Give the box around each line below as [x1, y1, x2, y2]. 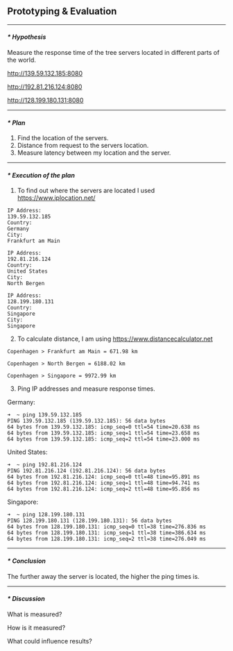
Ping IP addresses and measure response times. [17, 384, 156, 393]
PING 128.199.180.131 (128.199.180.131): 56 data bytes [7, 517, 172, 525]
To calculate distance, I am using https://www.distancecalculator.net [17, 335, 213, 343]
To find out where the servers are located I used [17, 187, 155, 195]
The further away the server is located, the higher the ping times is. [7, 572, 200, 580]
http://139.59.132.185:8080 [7, 69, 83, 78]
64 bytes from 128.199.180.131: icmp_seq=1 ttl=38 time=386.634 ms [7, 530, 207, 536]
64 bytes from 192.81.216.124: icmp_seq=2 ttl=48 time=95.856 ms [7, 486, 200, 493]
